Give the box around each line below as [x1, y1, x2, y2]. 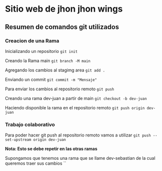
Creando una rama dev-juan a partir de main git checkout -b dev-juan [5, 95, 147, 101]
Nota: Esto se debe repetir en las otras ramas [5, 146, 98, 152]
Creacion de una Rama [5, 37, 60, 44]
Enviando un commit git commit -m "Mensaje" [5, 76, 97, 82]
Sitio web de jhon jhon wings [5, 3, 123, 15]
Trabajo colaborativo [5, 121, 55, 128]
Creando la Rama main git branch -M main [5, 57, 91, 64]
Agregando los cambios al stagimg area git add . [5, 67, 105, 73]
